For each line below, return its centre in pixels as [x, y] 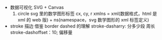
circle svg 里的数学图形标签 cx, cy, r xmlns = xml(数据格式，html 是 [87, 13]
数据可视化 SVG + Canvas [37, 7]
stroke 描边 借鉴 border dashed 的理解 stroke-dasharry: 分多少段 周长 [83, 26]
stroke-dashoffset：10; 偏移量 [41, 32]
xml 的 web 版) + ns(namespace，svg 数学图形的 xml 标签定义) [83, 20]
